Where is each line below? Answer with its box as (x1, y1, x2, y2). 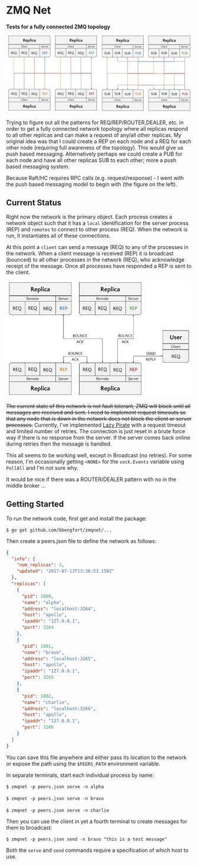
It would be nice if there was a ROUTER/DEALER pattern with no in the (6, 476, 177, 483)
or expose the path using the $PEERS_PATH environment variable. (6, 760, 161, 767)
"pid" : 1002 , (21, 693, 54, 699)
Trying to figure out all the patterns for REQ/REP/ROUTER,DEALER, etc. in (6, 119, 184, 126)
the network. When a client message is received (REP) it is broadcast (6, 250, 174, 257)
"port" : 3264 (21, 625, 54, 631)
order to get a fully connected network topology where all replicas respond (6, 125, 189, 132)
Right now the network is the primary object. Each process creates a (6, 214, 173, 221)
